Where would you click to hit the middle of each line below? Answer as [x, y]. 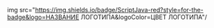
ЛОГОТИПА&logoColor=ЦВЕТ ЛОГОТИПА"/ [144, 17]
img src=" [21, 10]
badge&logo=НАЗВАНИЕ [43, 17]
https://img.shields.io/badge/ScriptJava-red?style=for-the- [119, 10]
